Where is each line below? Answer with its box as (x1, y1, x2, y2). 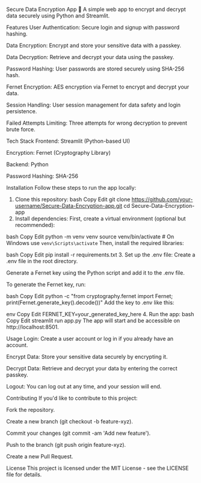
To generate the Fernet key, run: (6, 281, 86, 288)
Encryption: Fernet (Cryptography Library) (6, 149, 111, 156)
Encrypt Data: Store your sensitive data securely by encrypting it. (6, 353, 168, 360)
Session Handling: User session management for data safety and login (6, 101, 181, 108)
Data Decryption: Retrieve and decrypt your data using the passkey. (6, 54, 175, 60)
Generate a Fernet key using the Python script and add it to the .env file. (6, 269, 185, 276)
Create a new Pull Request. (6, 453, 73, 460)
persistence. (6, 108, 37, 114)
